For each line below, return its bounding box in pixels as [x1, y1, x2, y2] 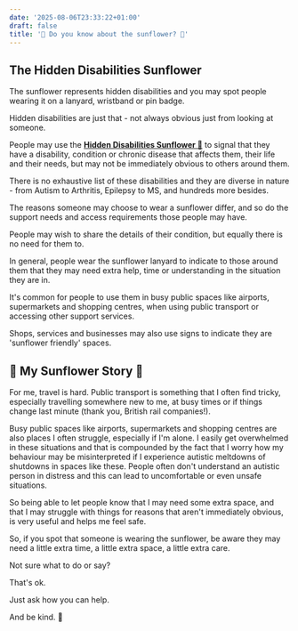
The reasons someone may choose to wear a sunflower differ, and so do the [9, 202, 289, 214]
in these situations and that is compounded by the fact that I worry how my [9, 442, 285, 452]
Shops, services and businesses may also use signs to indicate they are [9, 328, 273, 339]
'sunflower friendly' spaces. [9, 337, 112, 348]
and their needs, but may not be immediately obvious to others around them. [9, 158, 290, 169]
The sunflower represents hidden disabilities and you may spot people [9, 86, 267, 97]
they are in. [9, 275, 51, 286]
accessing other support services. [9, 311, 135, 321]
